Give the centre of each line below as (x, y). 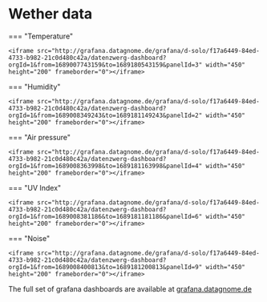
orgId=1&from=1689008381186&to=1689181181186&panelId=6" (105, 216)
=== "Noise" (29, 238)
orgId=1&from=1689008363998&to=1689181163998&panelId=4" (105, 166)
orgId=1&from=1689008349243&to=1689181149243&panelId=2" (105, 115)
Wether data (51, 14)
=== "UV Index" (35, 187)
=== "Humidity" (34, 87)
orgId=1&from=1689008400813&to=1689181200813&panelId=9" (105, 267)
